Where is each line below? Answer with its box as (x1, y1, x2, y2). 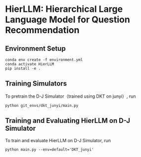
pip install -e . (5, 66, 41, 71)
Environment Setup (5, 44, 66, 52)
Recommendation (5, 25, 80, 36)
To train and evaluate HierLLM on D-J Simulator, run (5, 137, 111, 143)
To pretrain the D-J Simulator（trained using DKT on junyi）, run (5, 93, 136, 99)
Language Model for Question (5, 14, 130, 25)
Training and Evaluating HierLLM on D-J (5, 116, 130, 125)
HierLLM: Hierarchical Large (5, 3, 123, 15)
